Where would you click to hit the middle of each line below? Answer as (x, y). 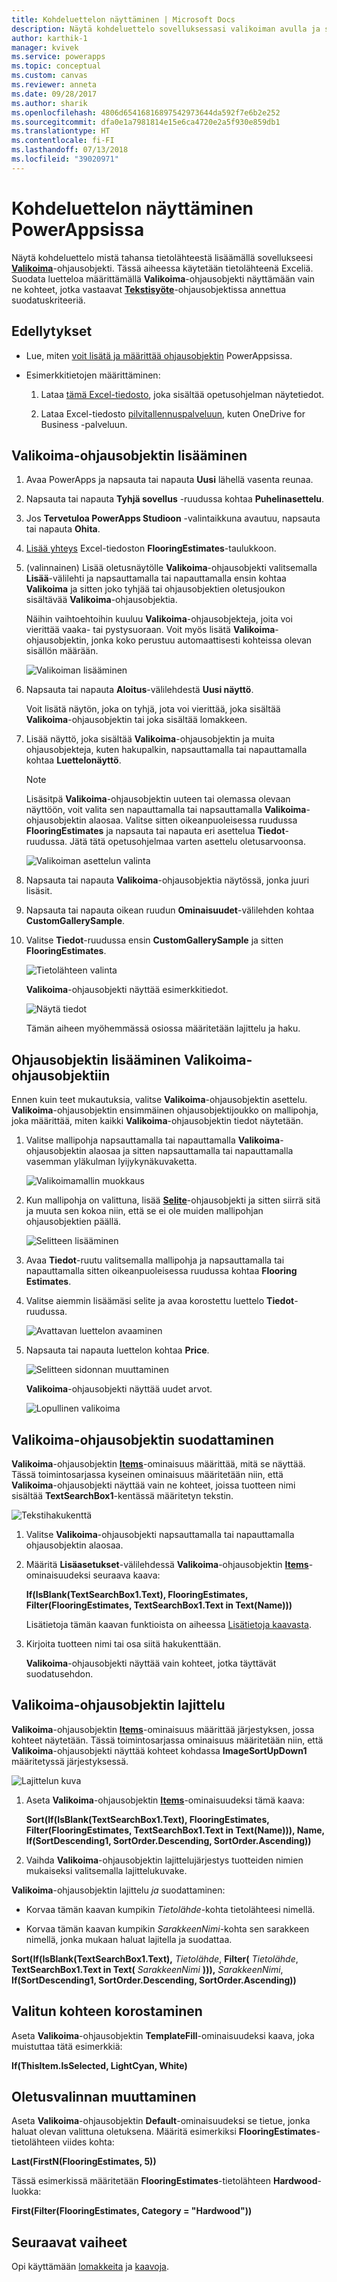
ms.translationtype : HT (61, 131)
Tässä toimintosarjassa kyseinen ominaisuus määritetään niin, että (147, 1474)
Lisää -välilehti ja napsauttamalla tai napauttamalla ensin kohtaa (156, 578)
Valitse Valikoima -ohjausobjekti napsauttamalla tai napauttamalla (160, 1534)
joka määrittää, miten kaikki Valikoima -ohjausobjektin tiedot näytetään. (157, 1121)
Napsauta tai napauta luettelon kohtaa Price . (117, 1350)
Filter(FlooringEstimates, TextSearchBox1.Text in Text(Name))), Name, (175, 1830)
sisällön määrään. (62, 651)
